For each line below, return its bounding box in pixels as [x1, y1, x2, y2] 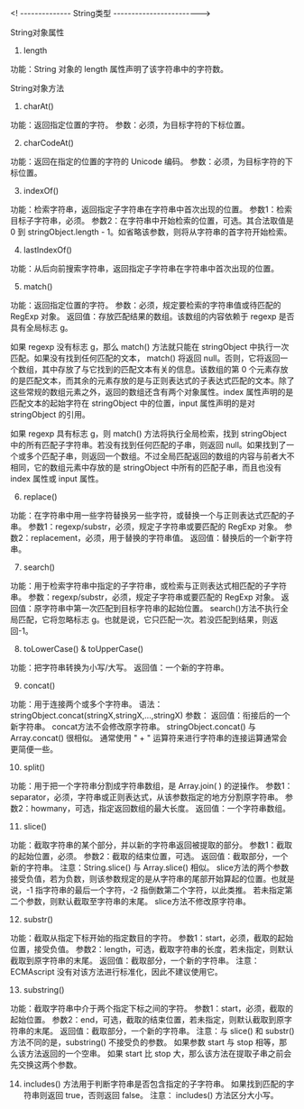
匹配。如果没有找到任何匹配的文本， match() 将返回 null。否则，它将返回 [10, 353, 281, 363]
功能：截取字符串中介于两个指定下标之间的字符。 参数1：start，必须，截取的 [10, 1004, 294, 1013]
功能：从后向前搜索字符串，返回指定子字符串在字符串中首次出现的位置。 [10, 263, 279, 273]
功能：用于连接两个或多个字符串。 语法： [10, 699, 163, 710]
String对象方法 [10, 83, 65, 93]
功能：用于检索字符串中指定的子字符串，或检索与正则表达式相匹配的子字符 [10, 581, 287, 591]
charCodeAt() [23, 138, 75, 148]
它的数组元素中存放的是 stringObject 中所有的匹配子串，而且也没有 [33, 463, 282, 472]
